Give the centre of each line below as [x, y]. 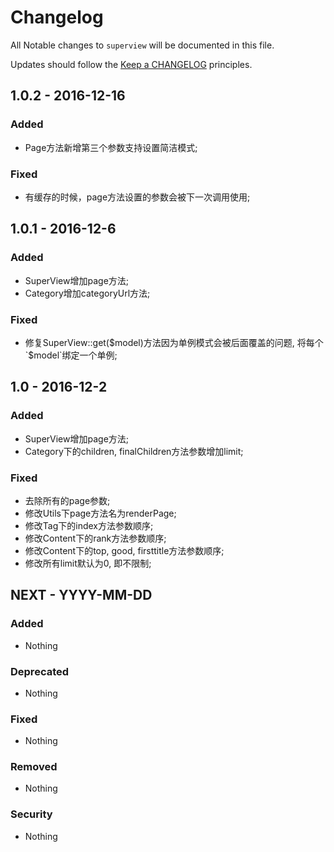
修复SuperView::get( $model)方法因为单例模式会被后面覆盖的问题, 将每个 [174, 342]
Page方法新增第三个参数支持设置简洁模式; [111, 147]
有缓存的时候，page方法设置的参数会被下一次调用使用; [137, 197]
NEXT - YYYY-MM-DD [81, 595]
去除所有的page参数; [67, 500]
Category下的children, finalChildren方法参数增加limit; [134, 451]
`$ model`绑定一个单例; [71, 355]
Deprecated [40, 671]
